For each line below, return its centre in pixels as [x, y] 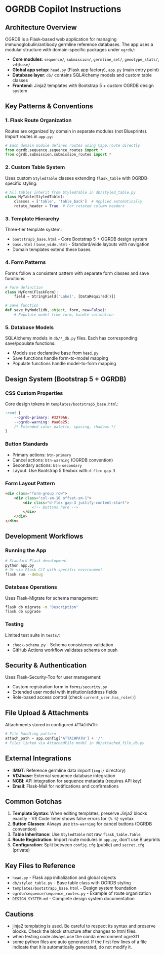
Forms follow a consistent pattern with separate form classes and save [77, 273]
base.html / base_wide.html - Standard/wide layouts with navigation [81, 244]
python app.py [20, 565]
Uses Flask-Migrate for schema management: [52, 598]
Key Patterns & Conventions [49, 106]
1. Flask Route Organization [38, 121]
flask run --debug [24, 575]
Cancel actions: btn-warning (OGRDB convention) [62, 460]
